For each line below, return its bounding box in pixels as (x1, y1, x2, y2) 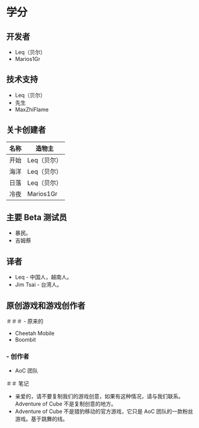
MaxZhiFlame (14, 106, 49, 113)
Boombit (14, 336, 36, 343)
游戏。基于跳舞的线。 (14, 415, 68, 423)
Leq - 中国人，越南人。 (14, 273, 72, 281)
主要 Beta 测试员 (6, 212, 67, 223)
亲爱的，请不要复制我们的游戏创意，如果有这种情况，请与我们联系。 (14, 393, 184, 400)
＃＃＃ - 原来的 (6, 318, 44, 325)
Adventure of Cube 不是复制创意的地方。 (14, 400, 117, 407)
